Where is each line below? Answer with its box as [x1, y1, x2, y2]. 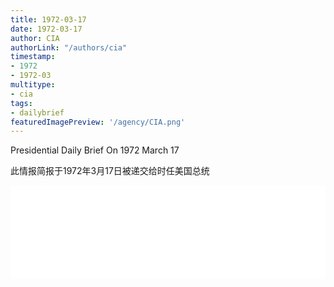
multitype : [10, 80, 56, 90]
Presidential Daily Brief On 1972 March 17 [10, 144, 180, 156]
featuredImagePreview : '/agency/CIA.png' [10, 117, 186, 127]
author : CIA [10, 33, 60, 43]
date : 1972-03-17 [10, 24, 83, 34]
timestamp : [10, 52, 56, 62]
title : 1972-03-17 [10, 14, 87, 25]
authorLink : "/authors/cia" [10, 42, 128, 53]
